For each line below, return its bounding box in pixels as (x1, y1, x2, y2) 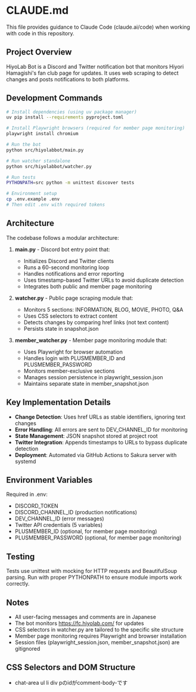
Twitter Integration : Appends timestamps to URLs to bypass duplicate (14, 438, 188, 446)
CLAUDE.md (6, 4, 69, 17)
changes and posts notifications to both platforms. (6, 75, 130, 83)
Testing (6, 551, 35, 562)
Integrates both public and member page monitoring (23, 282, 153, 290)
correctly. (6, 580, 30, 587)
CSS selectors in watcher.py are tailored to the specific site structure (14, 626, 183, 633)
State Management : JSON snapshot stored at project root (14, 432, 158, 440)
